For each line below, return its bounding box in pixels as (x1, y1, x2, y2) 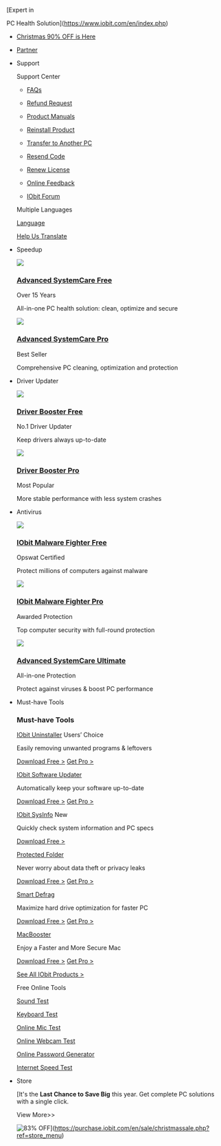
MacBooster (16, 930, 51, 939)
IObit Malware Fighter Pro (16, 597, 104, 607)
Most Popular (16, 481, 55, 490)
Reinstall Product (26, 126, 75, 133)
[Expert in (6, 6, 34, 14)
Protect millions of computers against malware (16, 567, 148, 575)
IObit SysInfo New (16, 811, 68, 819)
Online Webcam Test (16, 1037, 76, 1045)
